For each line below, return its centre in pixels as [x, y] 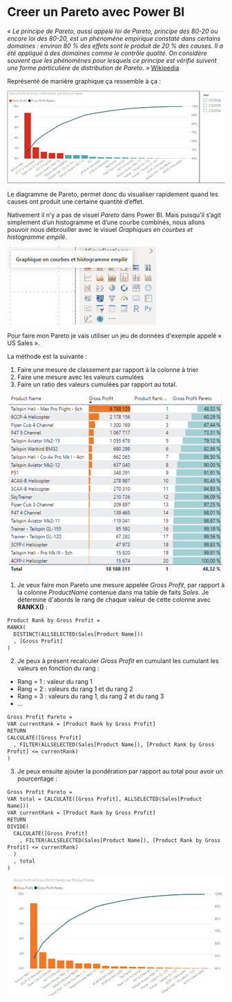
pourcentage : [37, 779]
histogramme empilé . [37, 237]
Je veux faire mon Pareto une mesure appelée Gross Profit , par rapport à [121, 585]
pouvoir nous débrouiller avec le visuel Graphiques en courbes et [100, 229]
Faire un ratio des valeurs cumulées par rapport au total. [97, 384]
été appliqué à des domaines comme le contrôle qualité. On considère [107, 53]
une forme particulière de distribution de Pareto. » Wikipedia [93, 68]
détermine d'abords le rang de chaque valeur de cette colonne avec [114, 600]
